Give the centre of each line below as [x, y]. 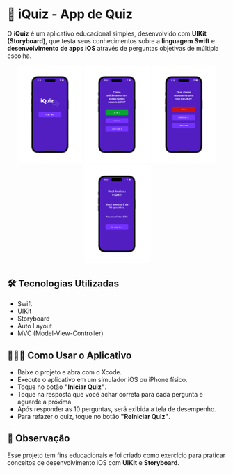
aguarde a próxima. [45, 402]
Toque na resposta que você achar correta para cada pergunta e [110, 394]
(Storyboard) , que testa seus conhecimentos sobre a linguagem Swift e [111, 40]
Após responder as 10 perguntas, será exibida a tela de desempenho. [117, 409]
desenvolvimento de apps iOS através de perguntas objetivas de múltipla [113, 48]
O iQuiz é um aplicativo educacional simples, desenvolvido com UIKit [107, 33]
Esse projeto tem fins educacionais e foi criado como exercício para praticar [116, 455]
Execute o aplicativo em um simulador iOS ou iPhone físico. [102, 380]
